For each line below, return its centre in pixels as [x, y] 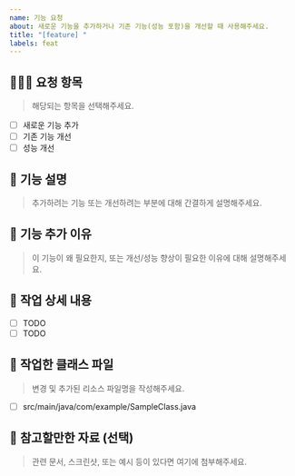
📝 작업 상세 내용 [51, 301]
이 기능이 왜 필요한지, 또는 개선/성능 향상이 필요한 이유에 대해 [139, 258]
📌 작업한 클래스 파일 [62, 365]
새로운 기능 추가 [50, 125]
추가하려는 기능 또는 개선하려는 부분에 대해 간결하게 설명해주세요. [147, 203]
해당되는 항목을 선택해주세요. [83, 106]
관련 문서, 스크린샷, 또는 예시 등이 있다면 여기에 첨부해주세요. [139, 461]
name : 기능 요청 [36, 18]
